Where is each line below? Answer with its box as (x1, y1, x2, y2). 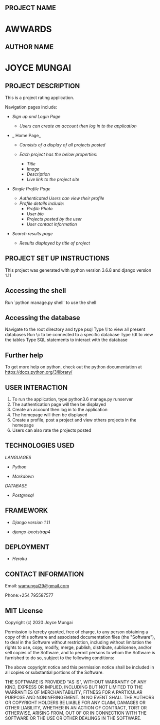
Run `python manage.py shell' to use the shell (5, 300, 96, 305)
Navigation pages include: (5, 104, 57, 110)
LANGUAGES (5, 454, 32, 460)
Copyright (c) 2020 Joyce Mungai (5, 620, 73, 625)
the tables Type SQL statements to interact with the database (5, 337, 128, 343)
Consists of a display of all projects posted (19, 141, 106, 148)
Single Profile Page (12, 185, 51, 192)
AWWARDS (5, 23, 52, 35)
